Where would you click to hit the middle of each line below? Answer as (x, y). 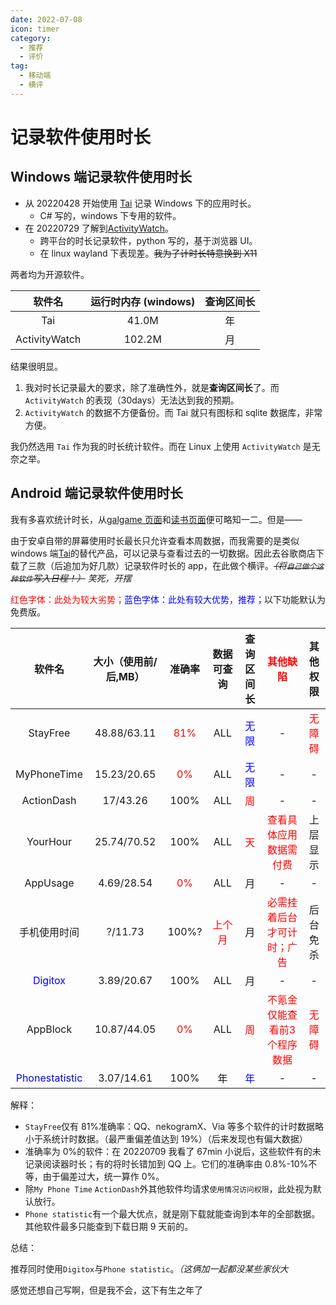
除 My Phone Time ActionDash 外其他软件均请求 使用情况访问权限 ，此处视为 (168, 1188)
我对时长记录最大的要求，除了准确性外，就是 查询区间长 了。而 (152, 387)
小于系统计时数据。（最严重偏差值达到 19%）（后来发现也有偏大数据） (166, 1138)
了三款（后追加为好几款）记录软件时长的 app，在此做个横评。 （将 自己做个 (167, 565)
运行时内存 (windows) (143, 301)
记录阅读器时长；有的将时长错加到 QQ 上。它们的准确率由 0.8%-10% (166, 1163)
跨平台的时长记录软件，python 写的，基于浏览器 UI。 (148, 240)
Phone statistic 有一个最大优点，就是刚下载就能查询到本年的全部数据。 (172, 1213)
